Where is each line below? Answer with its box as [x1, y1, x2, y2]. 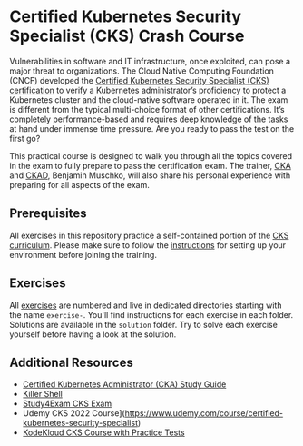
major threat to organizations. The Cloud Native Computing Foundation [9, 65, 275, 76]
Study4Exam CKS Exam [22, 398, 112, 410]
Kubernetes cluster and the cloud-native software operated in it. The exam [9, 94, 288, 105]
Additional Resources [9, 354, 133, 370]
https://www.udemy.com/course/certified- [124, 408, 284, 419]
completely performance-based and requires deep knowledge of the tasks [9, 114, 288, 124]
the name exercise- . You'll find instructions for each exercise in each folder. [9, 309, 294, 320]
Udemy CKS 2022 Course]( [22, 408, 125, 419]
